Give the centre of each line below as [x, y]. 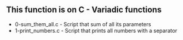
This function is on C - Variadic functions [84, 10]
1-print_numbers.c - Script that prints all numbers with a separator [96, 30]
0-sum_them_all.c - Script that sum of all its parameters [83, 24]
